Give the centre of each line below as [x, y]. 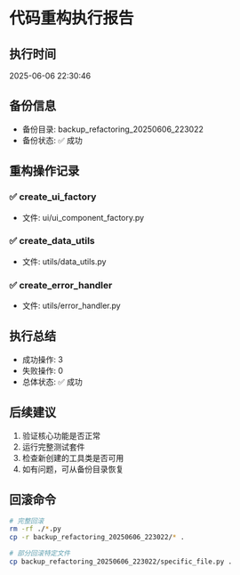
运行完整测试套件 [53, 447]
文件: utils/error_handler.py [72, 306]
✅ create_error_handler [61, 285]
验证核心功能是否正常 [61, 435]
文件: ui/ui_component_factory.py [83, 217]
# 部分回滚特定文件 [40, 554]
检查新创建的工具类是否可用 [73, 458]
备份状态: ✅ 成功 [52, 140]
